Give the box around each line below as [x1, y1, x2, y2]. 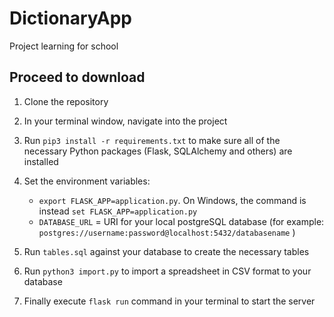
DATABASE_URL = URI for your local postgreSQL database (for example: [38, 215, 325, 227]
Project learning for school [9, 40, 119, 52]
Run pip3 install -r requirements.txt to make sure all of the [23, 134, 281, 146]
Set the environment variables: [23, 175, 151, 187]
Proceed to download [9, 69, 146, 86]
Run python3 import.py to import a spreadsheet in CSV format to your [23, 265, 312, 277]
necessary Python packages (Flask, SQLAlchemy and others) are [23, 145, 293, 157]
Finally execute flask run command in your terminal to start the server [23, 295, 316, 307]
